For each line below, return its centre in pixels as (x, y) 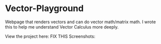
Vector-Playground (44, 8)
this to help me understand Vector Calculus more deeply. (62, 27)
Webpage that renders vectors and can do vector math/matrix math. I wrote (80, 22)
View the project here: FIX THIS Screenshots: (50, 36)
